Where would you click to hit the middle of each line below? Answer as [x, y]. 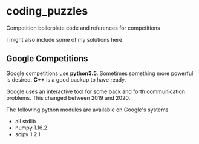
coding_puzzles [47, 11]
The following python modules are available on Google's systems [87, 110]
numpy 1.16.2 [31, 128]
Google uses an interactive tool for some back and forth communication [96, 91]
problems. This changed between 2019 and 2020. [68, 97]
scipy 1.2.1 [28, 134]
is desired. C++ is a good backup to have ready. [66, 79]
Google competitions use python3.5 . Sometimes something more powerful [100, 73]
